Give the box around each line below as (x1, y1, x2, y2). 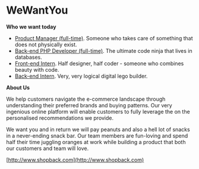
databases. (14, 53, 43, 60)
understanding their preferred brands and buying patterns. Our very (6, 101, 172, 109)
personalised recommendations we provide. (6, 114, 114, 122)
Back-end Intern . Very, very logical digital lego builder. (14, 72, 148, 79)
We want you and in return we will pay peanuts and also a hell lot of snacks (6, 126, 190, 133)
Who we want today (6, 23, 56, 30)
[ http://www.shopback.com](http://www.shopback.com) (6, 156, 144, 163)
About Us (6, 84, 30, 91)
